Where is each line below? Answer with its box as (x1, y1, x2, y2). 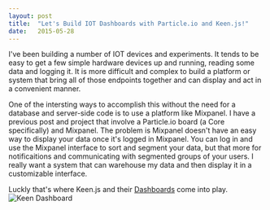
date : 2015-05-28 (8, 27, 75, 35)
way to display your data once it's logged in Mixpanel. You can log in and (8, 134, 254, 144)
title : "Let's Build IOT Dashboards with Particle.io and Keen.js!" (8, 20, 250, 28)
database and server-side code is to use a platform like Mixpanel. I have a (8, 108, 256, 118)
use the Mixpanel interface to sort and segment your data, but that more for (8, 143, 262, 153)
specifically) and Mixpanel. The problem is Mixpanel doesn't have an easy (8, 125, 257, 135)
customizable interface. (8, 168, 88, 179)
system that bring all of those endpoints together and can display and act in (8, 75, 262, 85)
